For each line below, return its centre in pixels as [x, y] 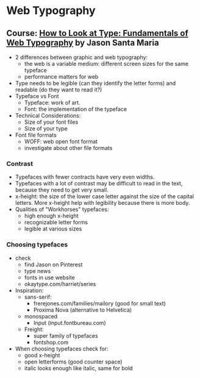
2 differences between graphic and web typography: [81, 57]
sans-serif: [38, 297]
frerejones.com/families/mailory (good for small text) [100, 303]
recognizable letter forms [56, 223]
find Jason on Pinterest [53, 264]
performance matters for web [61, 77]
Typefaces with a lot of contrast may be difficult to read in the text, [99, 184]
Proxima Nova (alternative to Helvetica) [83, 310]
